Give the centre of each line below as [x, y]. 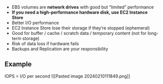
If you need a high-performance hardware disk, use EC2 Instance [80, 12]
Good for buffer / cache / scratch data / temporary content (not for [79, 33]
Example [18, 64]
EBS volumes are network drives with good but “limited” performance [83, 7]
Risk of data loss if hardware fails [45, 43]
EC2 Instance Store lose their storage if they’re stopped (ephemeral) [81, 28]
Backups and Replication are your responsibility [60, 49]
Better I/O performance [35, 23]
